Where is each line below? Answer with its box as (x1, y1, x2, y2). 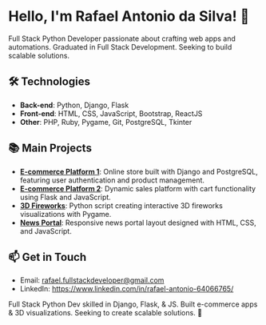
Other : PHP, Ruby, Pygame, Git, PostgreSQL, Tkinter (19, 117, 193, 126)
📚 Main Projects (8, 142, 92, 155)
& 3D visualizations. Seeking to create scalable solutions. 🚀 (8, 308, 202, 318)
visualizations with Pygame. (19, 209, 112, 219)
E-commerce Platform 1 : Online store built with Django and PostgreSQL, (19, 167, 258, 176)
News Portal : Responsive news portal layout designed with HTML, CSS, (19, 218, 257, 227)
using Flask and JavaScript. (19, 192, 112, 202)
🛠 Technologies (8, 75, 90, 89)
